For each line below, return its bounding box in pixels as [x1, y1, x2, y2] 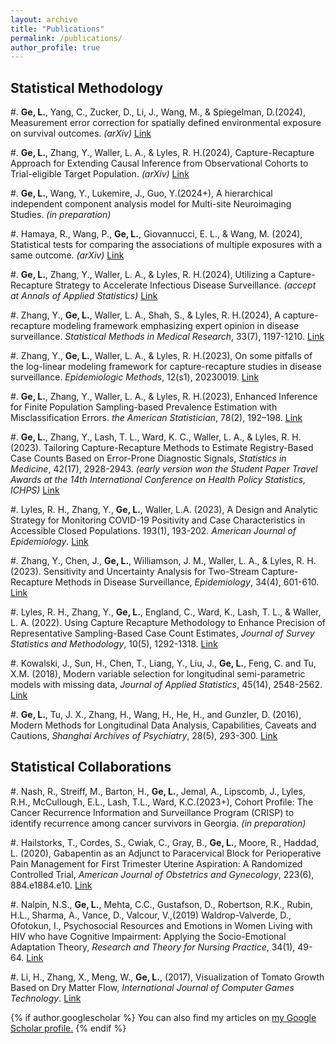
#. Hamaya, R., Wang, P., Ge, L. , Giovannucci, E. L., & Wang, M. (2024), [10, 228, 303, 240]
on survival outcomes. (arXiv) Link [10, 127, 152, 140]
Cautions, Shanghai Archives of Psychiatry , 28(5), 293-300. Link [10, 730, 278, 742]
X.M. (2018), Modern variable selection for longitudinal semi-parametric [10, 668, 306, 680]
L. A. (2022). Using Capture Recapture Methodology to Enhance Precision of [10, 617, 326, 629]
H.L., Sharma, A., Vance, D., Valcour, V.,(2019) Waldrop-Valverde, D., [10, 909, 292, 921]
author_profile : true [10, 42, 101, 53]
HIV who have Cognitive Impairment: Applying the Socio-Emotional [10, 930, 287, 942]
